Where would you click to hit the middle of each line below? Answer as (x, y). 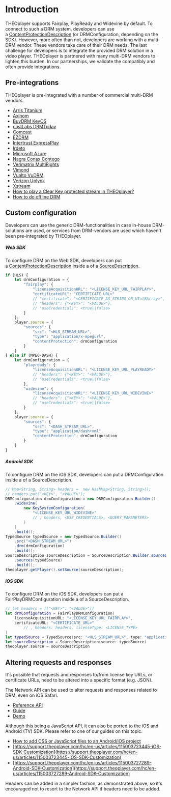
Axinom (21, 116)
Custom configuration (41, 213)
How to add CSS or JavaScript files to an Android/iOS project (77, 741)
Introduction (32, 9)
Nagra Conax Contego (36, 159)
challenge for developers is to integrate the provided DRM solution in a (79, 50)
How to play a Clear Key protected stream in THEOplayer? (73, 191)
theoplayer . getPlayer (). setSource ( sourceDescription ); (65, 570)
